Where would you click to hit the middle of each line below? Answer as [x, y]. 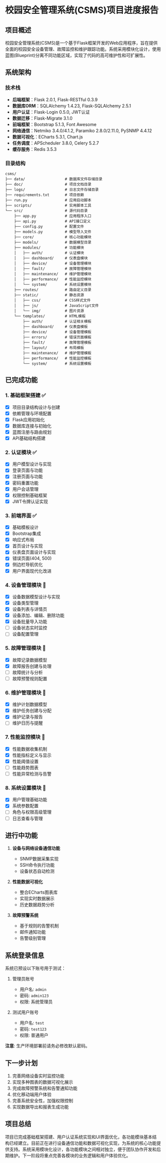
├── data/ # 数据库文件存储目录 [54, 179]
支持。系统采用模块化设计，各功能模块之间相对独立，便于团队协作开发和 [83, 1149]
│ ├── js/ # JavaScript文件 [56, 306]
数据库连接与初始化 [32, 426]
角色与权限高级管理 [32, 812]
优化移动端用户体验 [32, 1094]
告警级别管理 [33, 938]
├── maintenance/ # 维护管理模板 [57, 353]
